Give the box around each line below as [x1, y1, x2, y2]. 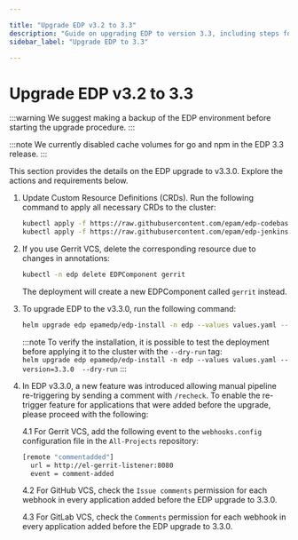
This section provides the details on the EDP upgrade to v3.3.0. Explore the [9, 166, 284, 177]
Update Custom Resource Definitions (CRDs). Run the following [21, 193, 255, 203]
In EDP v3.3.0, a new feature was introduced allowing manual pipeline [21, 380, 277, 391]
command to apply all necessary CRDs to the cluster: [21, 202, 216, 213]
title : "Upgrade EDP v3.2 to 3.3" [9, 20, 137, 29]
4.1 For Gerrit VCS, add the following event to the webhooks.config [21, 425, 263, 436]
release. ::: [9, 148, 48, 160]
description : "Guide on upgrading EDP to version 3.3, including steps [9, 28, 279, 38]
